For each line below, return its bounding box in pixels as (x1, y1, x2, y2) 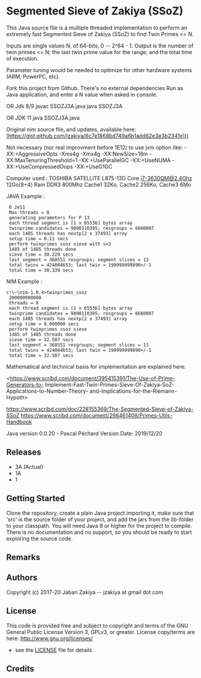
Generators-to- (6, 381, 44, 388)
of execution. (6, 55, 39, 62)
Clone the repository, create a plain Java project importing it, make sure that (6, 509, 194, 516)
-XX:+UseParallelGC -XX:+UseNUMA (79, 156, 171, 163)
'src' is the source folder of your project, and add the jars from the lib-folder (6, 515, 194, 523)
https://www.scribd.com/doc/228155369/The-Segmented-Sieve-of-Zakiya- (6, 405, 194, 413)
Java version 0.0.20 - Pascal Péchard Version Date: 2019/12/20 (6, 429, 163, 437)
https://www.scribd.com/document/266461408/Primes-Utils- (20, 411, 173, 419)
